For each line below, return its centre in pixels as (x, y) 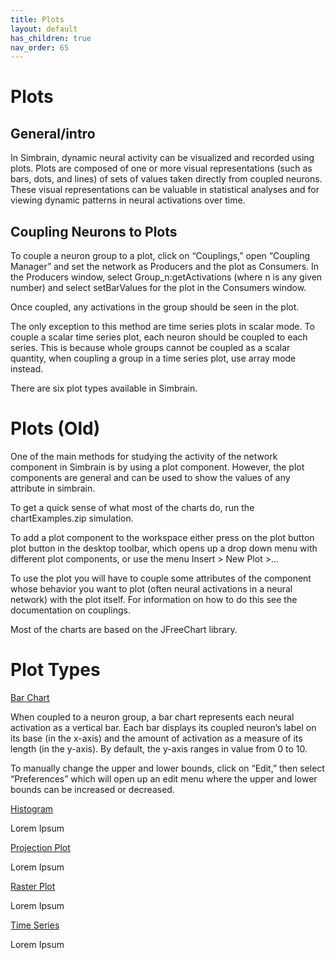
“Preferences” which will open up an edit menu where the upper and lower (164, 778)
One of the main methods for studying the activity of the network (144, 456)
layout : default (44, 29)
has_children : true (51, 38)
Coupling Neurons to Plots (94, 231)
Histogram (32, 808)
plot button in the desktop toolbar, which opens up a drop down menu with (164, 548)
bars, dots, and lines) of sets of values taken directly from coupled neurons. (166, 179)
